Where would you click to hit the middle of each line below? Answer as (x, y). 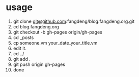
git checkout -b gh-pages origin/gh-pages (58, 32)
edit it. (20, 48)
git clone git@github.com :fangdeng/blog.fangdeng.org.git (74, 21)
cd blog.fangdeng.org (36, 26)
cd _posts (23, 37)
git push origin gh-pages (39, 64)
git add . (22, 59)
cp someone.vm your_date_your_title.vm (55, 43)
